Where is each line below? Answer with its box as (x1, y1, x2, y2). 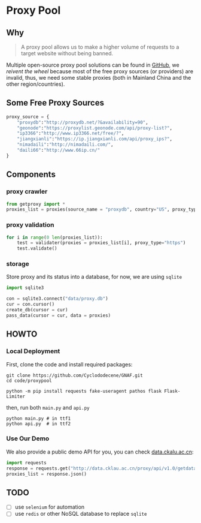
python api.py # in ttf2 (6, 420, 71, 426)
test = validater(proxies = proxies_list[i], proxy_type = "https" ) (17, 240, 186, 246)
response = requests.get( (6, 465, 71, 471)
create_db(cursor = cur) (6, 307, 68, 313)
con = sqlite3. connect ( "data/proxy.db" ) (6, 296, 109, 302)
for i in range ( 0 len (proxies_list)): (6, 235, 103, 241)
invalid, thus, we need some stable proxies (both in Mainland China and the (6, 74, 191, 81)
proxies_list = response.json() (6, 471, 87, 477)
